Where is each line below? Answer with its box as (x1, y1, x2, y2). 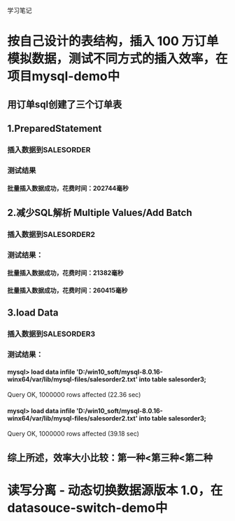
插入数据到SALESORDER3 (7, 329, 96, 339)
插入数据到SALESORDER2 (7, 229, 96, 239)
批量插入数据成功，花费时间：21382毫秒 (7, 269, 124, 277)
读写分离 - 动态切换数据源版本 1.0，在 (7, 482, 223, 499)
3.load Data (7, 307, 59, 319)
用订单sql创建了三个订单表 (7, 98, 122, 110)
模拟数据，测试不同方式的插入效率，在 (7, 51, 229, 67)
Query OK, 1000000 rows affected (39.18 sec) (7, 430, 140, 438)
